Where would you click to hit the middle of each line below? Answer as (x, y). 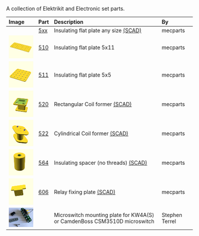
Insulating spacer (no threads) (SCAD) (101, 163)
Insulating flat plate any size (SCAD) (98, 30)
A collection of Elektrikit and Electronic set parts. (65, 9)
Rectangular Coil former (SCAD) (93, 104)
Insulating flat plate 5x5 (83, 75)
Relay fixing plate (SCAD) (85, 192)
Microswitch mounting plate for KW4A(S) (104, 215)
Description (69, 22)
